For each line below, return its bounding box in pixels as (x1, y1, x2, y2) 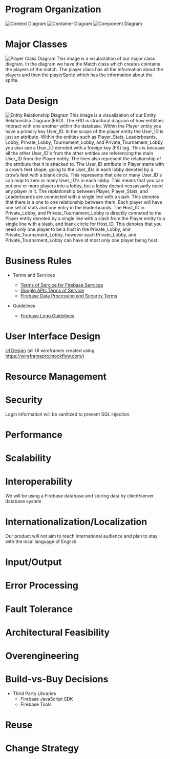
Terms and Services (12, 272, 55, 278)
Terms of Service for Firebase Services (20, 281, 103, 288)
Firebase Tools (20, 701, 52, 707)
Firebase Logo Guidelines (20, 312, 75, 318)
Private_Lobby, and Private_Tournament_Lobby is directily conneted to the (5, 210, 162, 216)
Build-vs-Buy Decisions (5, 674, 109, 685)
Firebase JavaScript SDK (20, 696, 73, 702)
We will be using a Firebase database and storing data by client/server (5, 493, 154, 499)
